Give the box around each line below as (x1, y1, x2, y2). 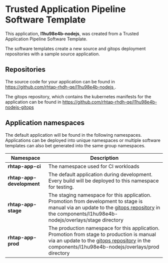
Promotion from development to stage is (48, 198, 143, 205)
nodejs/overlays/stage (48, 216, 101, 223)
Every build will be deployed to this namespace (48, 177, 159, 184)
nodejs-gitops (5, 104, 34, 110)
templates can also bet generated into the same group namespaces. (5, 142, 146, 148)
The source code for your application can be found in (5, 78, 115, 84)
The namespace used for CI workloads (48, 163, 139, 170)
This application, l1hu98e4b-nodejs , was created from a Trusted (5, 30, 139, 36)
